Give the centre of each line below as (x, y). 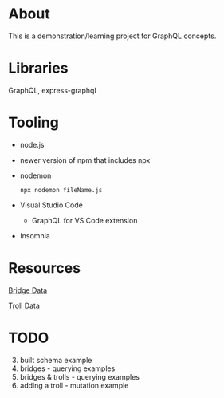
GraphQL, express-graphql (53, 90)
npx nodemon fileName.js (61, 190)
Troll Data (24, 305)
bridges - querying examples (67, 368)
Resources (45, 268)
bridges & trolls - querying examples (79, 376)
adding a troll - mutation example (74, 385)
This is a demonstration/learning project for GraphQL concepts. (112, 36)
